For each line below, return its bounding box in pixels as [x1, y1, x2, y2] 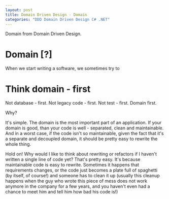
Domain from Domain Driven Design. [5, 31, 82, 37]
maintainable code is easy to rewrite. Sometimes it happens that [5, 162, 140, 168]
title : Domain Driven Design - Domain [5, 12, 87, 17]
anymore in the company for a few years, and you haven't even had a [5, 183, 150, 189]
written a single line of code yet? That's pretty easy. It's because [5, 156, 141, 162]
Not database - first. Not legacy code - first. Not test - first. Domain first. [5, 100, 157, 106]
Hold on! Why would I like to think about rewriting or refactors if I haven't [5, 151, 157, 157]
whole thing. [5, 141, 31, 147]
